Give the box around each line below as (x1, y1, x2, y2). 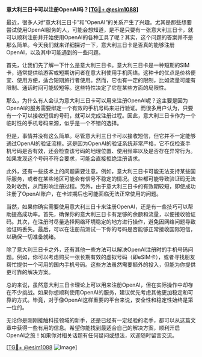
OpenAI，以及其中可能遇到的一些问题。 (6, 49, 104, 56)
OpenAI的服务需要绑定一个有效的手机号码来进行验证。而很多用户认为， (6, 105, 183, 111)
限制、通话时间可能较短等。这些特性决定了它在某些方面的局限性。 (6, 84, 170, 91)
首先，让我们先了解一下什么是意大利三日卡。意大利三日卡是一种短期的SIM (6, 61, 190, 69)
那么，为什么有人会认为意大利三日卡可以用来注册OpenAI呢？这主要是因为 (6, 97, 188, 104)
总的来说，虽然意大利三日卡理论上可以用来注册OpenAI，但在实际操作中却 (6, 281, 188, 288)
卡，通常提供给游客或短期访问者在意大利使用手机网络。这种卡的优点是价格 (6, 69, 191, 76)
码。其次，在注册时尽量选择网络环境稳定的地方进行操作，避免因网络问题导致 (6, 218, 196, 225)
